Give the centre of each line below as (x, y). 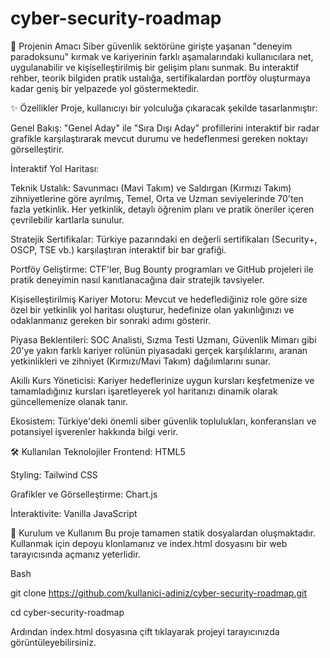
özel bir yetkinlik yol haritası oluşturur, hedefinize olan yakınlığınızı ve (152, 309)
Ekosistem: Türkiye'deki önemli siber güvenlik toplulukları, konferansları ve (163, 421)
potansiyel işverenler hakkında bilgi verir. (94, 431)
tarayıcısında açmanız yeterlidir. (75, 554)
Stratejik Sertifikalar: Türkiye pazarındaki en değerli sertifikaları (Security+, (164, 239)
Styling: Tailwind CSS (54, 474)
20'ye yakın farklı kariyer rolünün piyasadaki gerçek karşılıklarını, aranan (159, 350)
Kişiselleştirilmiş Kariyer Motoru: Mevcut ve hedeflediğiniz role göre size (159, 299)
